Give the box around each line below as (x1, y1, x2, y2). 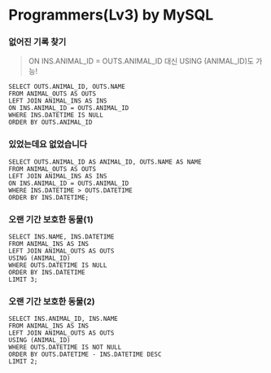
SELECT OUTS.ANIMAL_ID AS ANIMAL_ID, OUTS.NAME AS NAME (8, 157, 202, 166)
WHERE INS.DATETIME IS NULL (8, 112, 104, 120)
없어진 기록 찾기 (8, 37, 67, 48)
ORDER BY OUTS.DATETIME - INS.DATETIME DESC (8, 350, 162, 359)
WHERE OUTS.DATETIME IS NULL (8, 261, 107, 270)
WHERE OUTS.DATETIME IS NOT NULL (8, 344, 122, 352)
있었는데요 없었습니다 (8, 138, 88, 150)
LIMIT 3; (8, 275, 38, 284)
